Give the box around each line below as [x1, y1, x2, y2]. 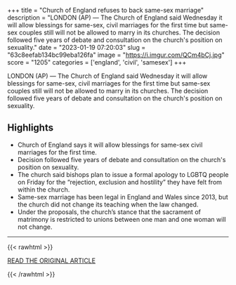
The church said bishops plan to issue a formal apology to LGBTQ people [17, 170, 229, 178]
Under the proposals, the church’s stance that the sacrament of [17, 207, 202, 216]
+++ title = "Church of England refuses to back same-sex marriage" [7, 6, 204, 14]
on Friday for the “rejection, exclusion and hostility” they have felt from [17, 178, 223, 186]
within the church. [17, 185, 70, 194]
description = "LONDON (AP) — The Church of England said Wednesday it [7, 13, 223, 22]
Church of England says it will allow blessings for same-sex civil [17, 140, 203, 149]
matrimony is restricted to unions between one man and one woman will [17, 215, 226, 223]
